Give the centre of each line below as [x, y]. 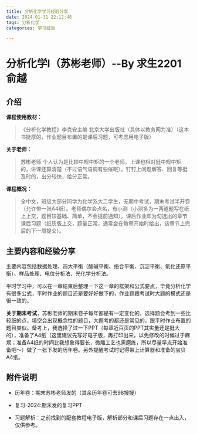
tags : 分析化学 [23, 22]
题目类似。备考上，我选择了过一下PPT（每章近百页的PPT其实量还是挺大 [93, 328]
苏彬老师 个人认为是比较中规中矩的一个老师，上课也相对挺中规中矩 [101, 162]
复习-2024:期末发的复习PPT [48, 405]
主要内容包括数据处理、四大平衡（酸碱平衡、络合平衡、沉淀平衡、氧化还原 [96, 266]
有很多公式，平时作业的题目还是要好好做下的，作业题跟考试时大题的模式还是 [98, 293]
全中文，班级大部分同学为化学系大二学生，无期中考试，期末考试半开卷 [105, 201]
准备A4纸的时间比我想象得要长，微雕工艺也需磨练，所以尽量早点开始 [99, 343]
